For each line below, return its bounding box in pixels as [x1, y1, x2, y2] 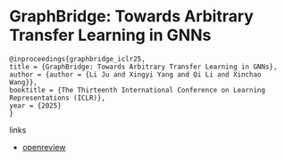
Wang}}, [9, 77, 38, 86]
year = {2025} [9, 101, 63, 110]
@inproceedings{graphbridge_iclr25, [9, 54, 146, 63]
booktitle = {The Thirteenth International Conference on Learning [9, 85, 266, 94]
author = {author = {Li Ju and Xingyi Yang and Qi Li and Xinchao [9, 69, 262, 79]
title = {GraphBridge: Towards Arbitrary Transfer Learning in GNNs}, [9, 62, 278, 71]
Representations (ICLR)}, [9, 93, 105, 102]
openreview [21, 141, 66, 152]
